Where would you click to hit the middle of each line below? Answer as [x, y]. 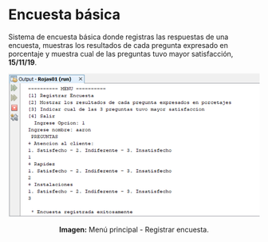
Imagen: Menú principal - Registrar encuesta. [134, 230]
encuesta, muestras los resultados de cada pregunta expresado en [118, 45]
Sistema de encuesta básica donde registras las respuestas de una [118, 37]
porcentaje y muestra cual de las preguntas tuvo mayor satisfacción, [121, 54]
